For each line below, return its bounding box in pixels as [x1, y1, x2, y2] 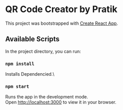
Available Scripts [5, 35, 59, 43]
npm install [5, 61, 35, 67]
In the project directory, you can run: [5, 48, 81, 54]
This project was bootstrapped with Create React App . [5, 20, 118, 26]
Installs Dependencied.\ [5, 71, 54, 77]
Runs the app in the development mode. [5, 94, 88, 100]
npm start [5, 83, 29, 89]
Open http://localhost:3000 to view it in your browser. [5, 99, 117, 105]
